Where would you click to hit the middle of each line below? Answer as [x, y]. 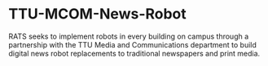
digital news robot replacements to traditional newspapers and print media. [134, 53]
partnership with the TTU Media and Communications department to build [132, 44]
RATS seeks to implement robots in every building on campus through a [129, 36]
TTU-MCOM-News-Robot [98, 14]
